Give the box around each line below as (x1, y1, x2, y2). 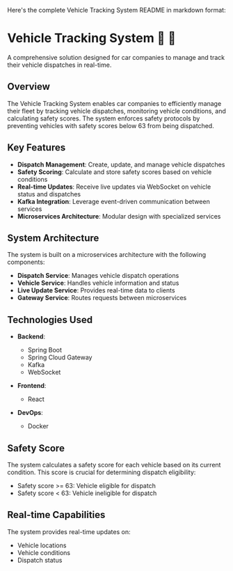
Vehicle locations (17, 541, 67, 549)
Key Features (7, 142, 66, 154)
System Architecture (7, 232, 99, 244)
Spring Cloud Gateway (27, 353, 93, 361)
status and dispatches (17, 189, 81, 198)
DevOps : (17, 409, 43, 417)
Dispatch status (17, 556, 63, 564)
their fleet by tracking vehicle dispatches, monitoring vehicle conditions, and (7, 107, 226, 115)
